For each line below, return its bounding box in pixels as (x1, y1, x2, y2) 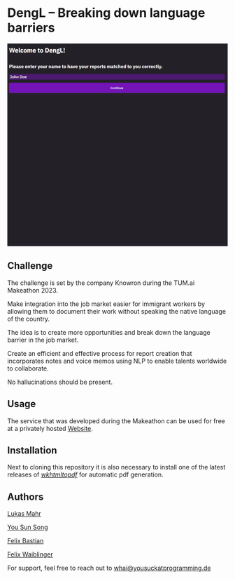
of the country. (7, 314, 50, 323)
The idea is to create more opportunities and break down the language (7, 328, 211, 336)
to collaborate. (7, 364, 49, 373)
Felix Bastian (7, 537, 44, 545)
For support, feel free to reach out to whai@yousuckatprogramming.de (7, 564, 211, 573)
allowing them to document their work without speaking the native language (7, 307, 226, 315)
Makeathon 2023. (7, 286, 58, 294)
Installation (7, 444, 57, 456)
